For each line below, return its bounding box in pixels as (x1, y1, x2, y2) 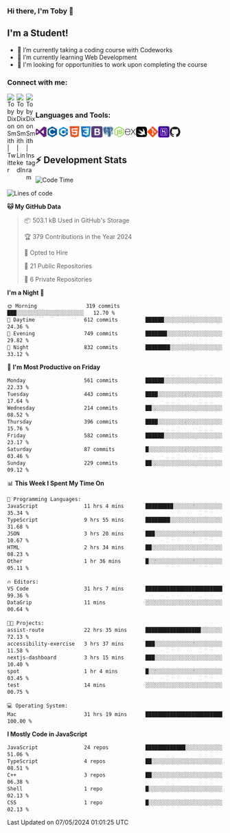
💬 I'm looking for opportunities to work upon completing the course (16, 60, 207, 68)
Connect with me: (7, 77, 68, 87)
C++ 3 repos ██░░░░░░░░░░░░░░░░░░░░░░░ (7, 772, 223, 779)
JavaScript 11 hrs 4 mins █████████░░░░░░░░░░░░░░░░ (7, 503, 223, 510)
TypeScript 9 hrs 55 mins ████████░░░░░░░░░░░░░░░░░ (7, 516, 223, 524)
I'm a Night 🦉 (7, 288, 45, 297)
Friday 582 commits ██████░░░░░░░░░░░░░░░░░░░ (7, 432, 223, 439)
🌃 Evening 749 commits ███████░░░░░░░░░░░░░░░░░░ (7, 330, 223, 337)
